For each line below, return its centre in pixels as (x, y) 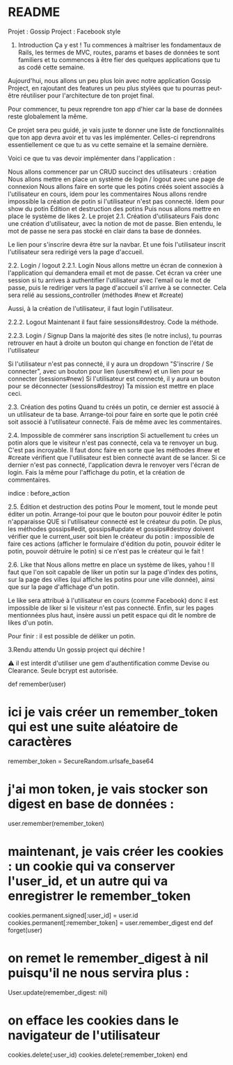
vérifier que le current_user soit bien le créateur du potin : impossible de (111, 536)
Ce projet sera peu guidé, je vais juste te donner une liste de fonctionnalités (116, 130)
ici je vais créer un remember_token (113, 712)
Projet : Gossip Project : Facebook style (64, 31)
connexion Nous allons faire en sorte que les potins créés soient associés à (116, 186)
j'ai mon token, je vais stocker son (108, 789)
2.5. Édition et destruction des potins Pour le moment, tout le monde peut (113, 507)
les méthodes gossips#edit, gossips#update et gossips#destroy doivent (111, 529)
